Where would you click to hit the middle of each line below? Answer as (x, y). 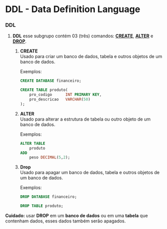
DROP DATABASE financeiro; (48, 197)
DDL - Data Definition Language (73, 9)
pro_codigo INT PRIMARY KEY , (66, 95)
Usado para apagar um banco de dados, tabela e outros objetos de (90, 173)
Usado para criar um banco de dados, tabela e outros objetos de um (91, 56)
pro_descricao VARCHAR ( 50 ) (60, 99)
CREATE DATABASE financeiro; (51, 81)
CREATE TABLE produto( (44, 90)
